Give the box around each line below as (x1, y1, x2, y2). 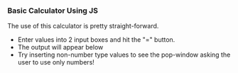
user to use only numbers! (17, 58, 94, 67)
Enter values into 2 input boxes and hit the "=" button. (17, 35, 175, 44)
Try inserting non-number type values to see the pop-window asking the (17, 50, 231, 59)
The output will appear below (17, 43, 104, 52)
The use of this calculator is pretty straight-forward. (7, 22, 159, 30)
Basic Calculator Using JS (7, 6, 98, 16)
